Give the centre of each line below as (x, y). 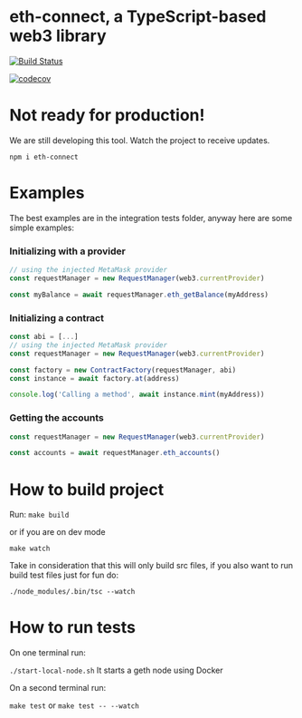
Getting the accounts (57, 418)
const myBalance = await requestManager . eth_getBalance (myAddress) (139, 295)
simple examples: (42, 228)
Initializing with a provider (68, 251)
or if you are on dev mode (57, 532)
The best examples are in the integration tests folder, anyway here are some (151, 218)
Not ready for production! (107, 116)
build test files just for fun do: (64, 575)
